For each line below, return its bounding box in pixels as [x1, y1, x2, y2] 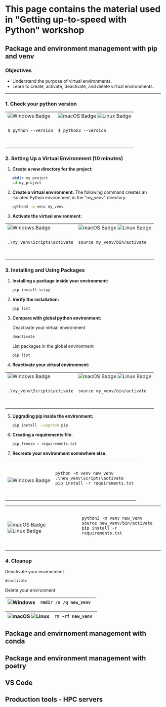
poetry [5, 661, 26, 670]
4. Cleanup [5, 557, 32, 564]
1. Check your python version [5, 100, 77, 107]
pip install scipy [12, 287, 50, 293]
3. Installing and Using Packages [5, 267, 85, 273]
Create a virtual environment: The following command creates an [12, 189, 147, 195]
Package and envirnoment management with [5, 629, 147, 638]
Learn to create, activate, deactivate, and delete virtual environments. [12, 83, 154, 89]
